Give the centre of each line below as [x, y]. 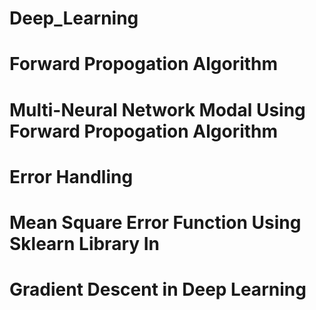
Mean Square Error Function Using [155, 222]
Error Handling [71, 176]
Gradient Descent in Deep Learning [158, 289]
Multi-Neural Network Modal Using [157, 109]
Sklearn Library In [85, 243]
